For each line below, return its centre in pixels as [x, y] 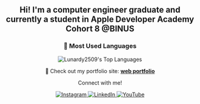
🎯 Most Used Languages [100, 46]
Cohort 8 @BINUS [100, 29]
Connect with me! [100, 83]
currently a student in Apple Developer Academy [100, 20]
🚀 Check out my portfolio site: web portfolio [100, 71]
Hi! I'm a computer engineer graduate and [100, 10]
